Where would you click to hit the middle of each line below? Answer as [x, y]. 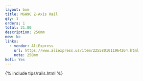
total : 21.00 [18, 28]
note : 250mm [26, 55]
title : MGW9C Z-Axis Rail [31, 14]
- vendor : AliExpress [32, 46]
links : [12, 41]
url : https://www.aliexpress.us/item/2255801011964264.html [76, 50]
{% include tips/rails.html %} [34, 73]
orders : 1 [15, 23]
